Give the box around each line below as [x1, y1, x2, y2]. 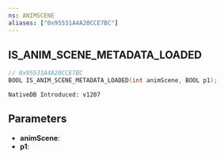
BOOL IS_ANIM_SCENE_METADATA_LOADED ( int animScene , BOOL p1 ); [8, 77, 218, 85]
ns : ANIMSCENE [8, 11, 55, 20]
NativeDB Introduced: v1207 [8, 91, 101, 99]
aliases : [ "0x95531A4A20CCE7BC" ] [8, 19, 119, 27]
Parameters [8, 112, 67, 126]
